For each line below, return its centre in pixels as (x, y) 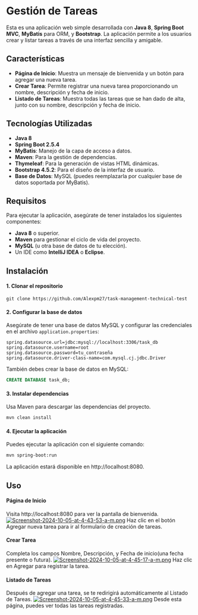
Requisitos (26, 201)
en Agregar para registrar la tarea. (48, 566)
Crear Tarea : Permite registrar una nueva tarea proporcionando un (96, 86)
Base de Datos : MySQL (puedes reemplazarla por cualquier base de (98, 176)
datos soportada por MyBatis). (52, 182)
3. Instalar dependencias (37, 393)
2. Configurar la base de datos (44, 312)
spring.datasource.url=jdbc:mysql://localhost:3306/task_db (82, 343)
